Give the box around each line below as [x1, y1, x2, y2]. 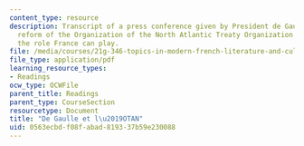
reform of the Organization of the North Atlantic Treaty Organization [17, 30, 294, 39]
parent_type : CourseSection [9, 97, 116, 107]
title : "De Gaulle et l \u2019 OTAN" [9, 114, 144, 123]
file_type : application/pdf [9, 55, 116, 64]
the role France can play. [17, 38, 119, 48]
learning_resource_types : [9, 64, 107, 73]
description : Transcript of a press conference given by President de [9, 22, 281, 31]
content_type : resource [9, 13, 100, 23]
